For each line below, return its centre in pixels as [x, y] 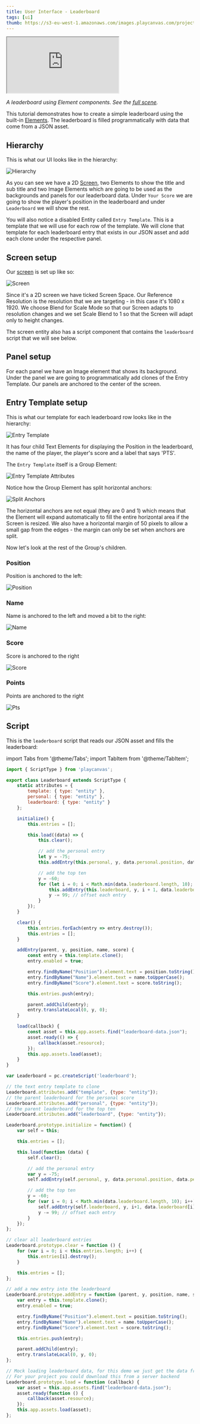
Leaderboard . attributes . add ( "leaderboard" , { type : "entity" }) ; [86, 1115]
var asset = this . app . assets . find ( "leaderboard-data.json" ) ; [94, 1388]
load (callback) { [38, 1026]
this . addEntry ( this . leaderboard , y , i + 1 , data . [111, 890]
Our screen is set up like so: [40, 272]
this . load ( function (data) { [53, 1152]
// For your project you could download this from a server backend [93, 1376]
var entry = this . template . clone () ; [62, 1301]
